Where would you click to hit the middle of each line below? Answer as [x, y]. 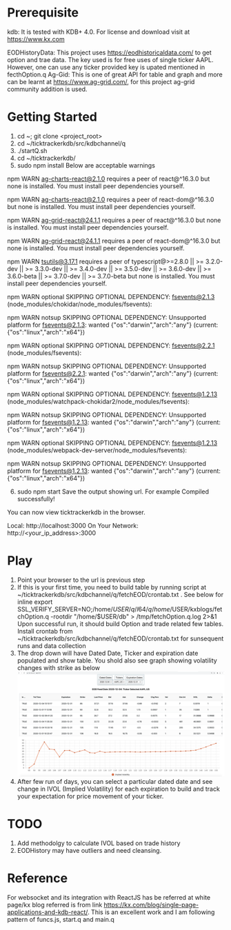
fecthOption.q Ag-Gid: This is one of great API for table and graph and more [115, 74]
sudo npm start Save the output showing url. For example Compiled [113, 492]
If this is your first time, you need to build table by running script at [112, 587]
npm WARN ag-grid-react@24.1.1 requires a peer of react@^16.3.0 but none [114, 220]
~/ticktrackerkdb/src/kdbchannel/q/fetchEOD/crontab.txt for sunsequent [120, 638]
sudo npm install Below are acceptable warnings [86, 165]
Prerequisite [43, 13]
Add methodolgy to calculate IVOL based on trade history [99, 843]
